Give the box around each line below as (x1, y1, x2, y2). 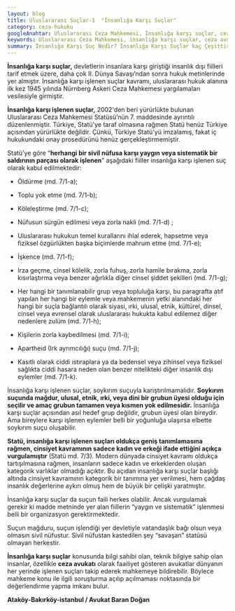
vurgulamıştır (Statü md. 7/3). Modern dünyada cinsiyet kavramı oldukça (7, 452, 218, 460)
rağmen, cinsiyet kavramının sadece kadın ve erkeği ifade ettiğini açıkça (7, 444, 222, 453)
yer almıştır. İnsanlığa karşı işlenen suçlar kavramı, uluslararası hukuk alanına (7, 77, 228, 85)
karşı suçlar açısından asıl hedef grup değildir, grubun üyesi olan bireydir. (7, 409, 218, 417)
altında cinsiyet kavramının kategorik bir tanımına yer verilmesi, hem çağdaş (7, 474, 226, 482)
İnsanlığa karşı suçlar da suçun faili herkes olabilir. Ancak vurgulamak (7, 495, 208, 503)
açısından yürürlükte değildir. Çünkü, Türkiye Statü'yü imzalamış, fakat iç (7, 128, 217, 136)
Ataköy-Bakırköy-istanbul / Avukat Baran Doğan (7, 596, 150, 603)
